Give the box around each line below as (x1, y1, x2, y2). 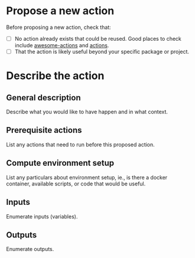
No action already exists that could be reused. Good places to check (14, 35, 182, 42)
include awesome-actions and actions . (14, 42, 109, 48)
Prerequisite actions (6, 125, 82, 135)
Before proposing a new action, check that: (6, 24, 111, 31)
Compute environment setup (6, 158, 115, 168)
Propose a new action (6, 4, 115, 18)
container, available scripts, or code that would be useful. (6, 180, 146, 187)
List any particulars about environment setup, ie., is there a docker (6, 174, 168, 181)
